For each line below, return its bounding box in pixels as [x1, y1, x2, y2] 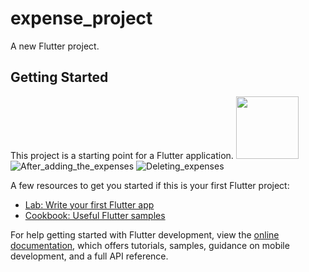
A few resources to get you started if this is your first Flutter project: [10, 179, 290, 191]
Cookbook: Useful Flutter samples [24, 209, 166, 221]
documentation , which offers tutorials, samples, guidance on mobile [10, 239, 290, 251]
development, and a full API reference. [10, 250, 169, 262]
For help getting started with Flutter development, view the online [10, 228, 280, 241]
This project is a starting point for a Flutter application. [10, 149, 234, 161]
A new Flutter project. [10, 40, 100, 52]
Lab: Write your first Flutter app [24, 198, 155, 211]
